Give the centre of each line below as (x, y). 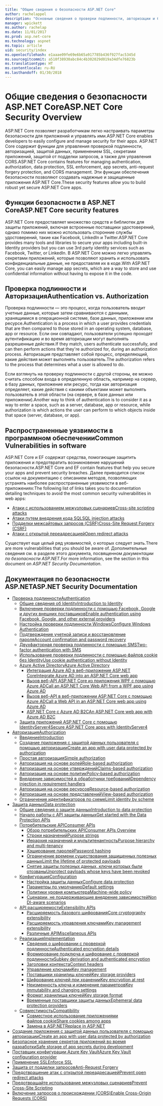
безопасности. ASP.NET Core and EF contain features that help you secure (80, 468)
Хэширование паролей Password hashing (69, 851)
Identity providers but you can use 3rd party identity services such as (75, 247)
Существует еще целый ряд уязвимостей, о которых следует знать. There (81, 543)
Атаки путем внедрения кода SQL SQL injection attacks (68, 518)
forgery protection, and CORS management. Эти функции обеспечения (77, 172)
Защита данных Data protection (44, 805)
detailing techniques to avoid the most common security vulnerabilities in (78, 493)
